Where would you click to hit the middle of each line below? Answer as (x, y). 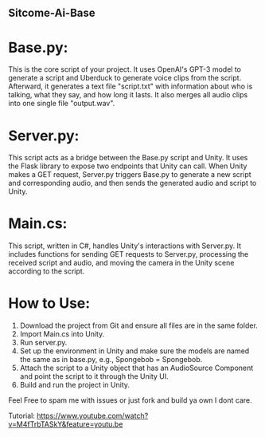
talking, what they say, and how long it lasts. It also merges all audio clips (128, 95)
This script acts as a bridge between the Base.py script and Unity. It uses (128, 158)
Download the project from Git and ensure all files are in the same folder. (139, 325)
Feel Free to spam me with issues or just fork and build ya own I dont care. (130, 400)
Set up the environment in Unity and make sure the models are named (134, 351)
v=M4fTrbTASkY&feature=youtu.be (66, 424)
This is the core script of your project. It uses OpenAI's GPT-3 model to (125, 69)
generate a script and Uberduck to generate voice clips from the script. (125, 78)
